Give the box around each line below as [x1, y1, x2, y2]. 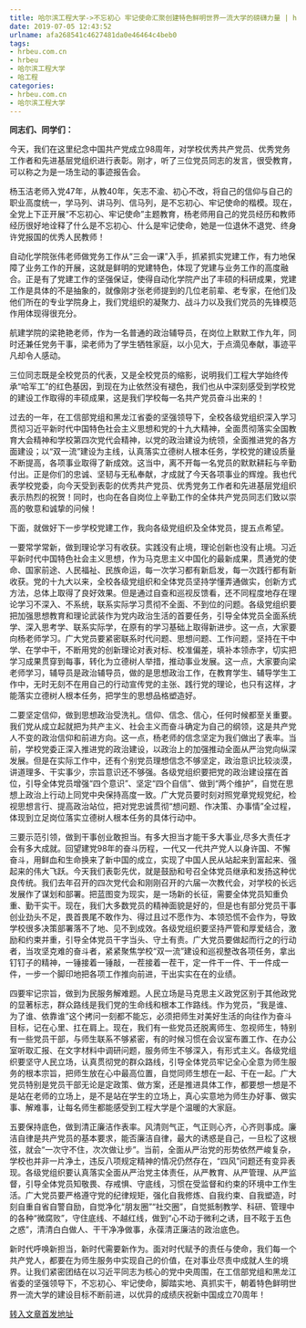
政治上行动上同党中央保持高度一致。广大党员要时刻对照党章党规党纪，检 [25, 789, 297, 800]
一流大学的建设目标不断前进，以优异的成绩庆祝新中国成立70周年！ [16, 1289, 267, 1301]
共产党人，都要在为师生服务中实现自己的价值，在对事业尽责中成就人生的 [9, 1255, 280, 1266]
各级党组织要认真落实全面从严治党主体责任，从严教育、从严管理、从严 [25, 1167, 289, 1178]
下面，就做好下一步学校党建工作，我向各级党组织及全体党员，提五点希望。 [9, 522, 289, 534]
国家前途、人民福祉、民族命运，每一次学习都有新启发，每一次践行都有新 [25, 565, 297, 576]
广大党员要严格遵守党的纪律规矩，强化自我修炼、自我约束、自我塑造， [25, 1190, 289, 1201]
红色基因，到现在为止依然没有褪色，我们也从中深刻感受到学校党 [56, 381, 296, 392]
